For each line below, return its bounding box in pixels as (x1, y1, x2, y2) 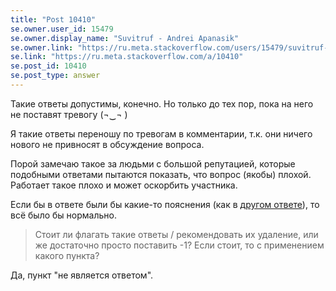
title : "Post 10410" (10, 14, 97, 25)
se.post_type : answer (10, 71, 101, 81)
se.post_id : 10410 (10, 61, 87, 71)
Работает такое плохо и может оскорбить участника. (10, 179, 238, 191)
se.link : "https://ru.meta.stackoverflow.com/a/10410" (10, 52, 244, 62)
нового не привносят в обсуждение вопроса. (10, 138, 205, 150)
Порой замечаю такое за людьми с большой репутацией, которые (10, 157, 296, 170)
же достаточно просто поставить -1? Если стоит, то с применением (34, 239, 325, 251)
